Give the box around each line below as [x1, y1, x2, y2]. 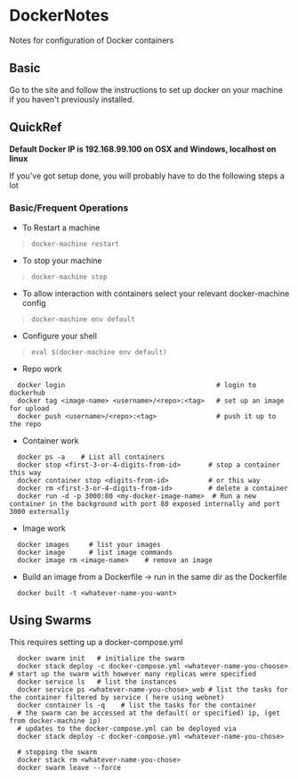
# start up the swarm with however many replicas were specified [9, 669, 256, 678]
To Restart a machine [21, 222, 101, 233]
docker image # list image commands [17, 548, 173, 557]
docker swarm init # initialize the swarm [17, 653, 185, 663]
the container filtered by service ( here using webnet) [9, 692, 225, 701]
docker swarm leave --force [17, 763, 122, 772]
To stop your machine [21, 255, 102, 266]
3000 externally [9, 507, 69, 516]
